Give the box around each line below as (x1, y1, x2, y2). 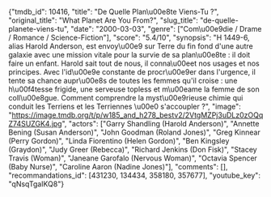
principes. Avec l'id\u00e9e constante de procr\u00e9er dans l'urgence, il (8, 67, 256, 76)
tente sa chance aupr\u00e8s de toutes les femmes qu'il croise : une (8, 76, 238, 85)
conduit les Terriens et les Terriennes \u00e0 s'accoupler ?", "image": (8, 101, 241, 111)
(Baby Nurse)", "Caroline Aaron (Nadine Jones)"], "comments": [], (8, 162, 228, 171)
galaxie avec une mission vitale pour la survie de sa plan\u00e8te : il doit (8, 50, 251, 59)
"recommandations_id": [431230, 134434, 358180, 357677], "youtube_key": (8, 170, 261, 180)
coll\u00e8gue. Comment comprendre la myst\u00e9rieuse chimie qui (8, 93, 243, 102)
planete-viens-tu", (8, 24, 70, 33)
